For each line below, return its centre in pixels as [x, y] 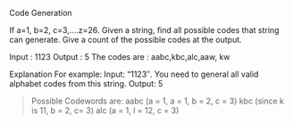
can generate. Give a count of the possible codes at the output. [126, 40]
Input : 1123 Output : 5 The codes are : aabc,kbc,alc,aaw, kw [120, 57]
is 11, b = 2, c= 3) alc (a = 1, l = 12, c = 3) [105, 110]
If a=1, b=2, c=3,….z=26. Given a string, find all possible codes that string [144, 30]
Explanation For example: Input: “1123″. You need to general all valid [134, 74]
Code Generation [41, 13]
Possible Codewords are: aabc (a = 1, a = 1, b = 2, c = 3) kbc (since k [157, 101]
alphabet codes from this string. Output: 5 [86, 83]
